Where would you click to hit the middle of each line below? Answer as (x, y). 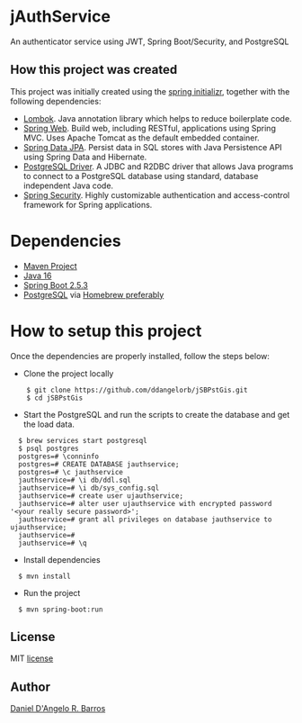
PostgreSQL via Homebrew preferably (93, 294)
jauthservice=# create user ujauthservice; (101, 496)
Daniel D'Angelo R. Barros (58, 709)
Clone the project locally (68, 373)
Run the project (52, 592)
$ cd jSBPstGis (55, 398)
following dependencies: (56, 101)
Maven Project (50, 266)
